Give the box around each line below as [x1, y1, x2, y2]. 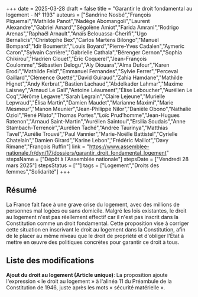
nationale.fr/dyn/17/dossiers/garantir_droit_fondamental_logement [6, 149, 167, 156]
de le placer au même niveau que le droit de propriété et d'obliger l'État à [6, 232, 184, 239]
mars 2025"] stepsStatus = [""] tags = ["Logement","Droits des [6, 162, 160, 169]
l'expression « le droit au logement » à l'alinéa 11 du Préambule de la [6, 278, 173, 285]
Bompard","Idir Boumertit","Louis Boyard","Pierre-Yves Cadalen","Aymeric [6, 43, 185, 50]
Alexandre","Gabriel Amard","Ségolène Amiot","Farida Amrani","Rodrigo [6, 24, 179, 31]
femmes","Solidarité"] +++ [6, 168, 70, 175]
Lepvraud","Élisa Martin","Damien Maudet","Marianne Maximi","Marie [6, 99, 174, 106]
